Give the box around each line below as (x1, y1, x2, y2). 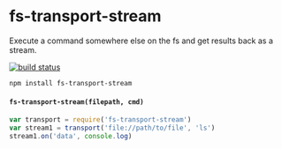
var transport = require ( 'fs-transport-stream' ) (9, 115, 192, 124)
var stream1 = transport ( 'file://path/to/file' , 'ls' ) (9, 123, 216, 133)
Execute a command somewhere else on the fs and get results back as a (9, 35, 274, 46)
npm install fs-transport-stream (9, 78, 133, 87)
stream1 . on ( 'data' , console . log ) (9, 131, 133, 140)
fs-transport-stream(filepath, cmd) (9, 97, 144, 107)
